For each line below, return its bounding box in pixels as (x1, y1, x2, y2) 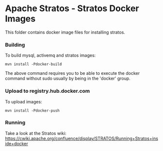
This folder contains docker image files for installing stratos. (5, 29, 126, 35)
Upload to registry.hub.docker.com (5, 88, 90, 95)
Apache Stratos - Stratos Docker (5, 3, 140, 14)
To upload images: (5, 99, 42, 104)
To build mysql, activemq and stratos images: (5, 52, 96, 58)
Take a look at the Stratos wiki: (5, 130, 67, 136)
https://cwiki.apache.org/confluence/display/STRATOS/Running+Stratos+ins (5, 135, 158, 141)
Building (5, 41, 25, 48)
